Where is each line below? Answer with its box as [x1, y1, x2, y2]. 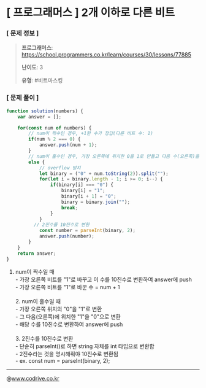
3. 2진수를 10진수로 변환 [15, 335, 74, 342]
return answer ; [17, 250, 56, 257]
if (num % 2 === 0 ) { [28, 136, 81, 142]
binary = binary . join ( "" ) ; [61, 199, 131, 205]
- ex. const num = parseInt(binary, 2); [15, 357, 110, 364]
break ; [61, 204, 78, 211]
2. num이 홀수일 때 [15, 297, 61, 305]
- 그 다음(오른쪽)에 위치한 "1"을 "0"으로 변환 [15, 312, 121, 320]
